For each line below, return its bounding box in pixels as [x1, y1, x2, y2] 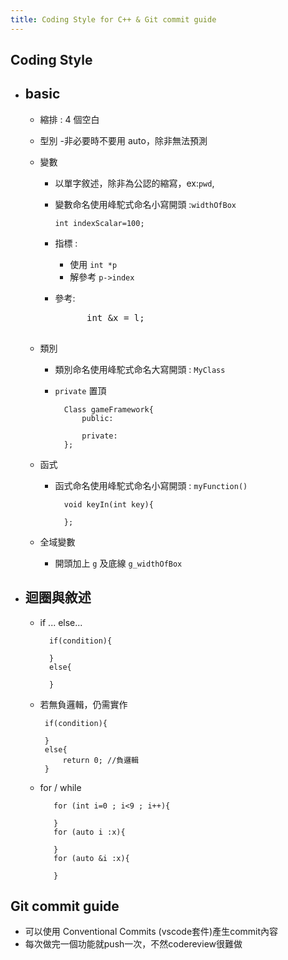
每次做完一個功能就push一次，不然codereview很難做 [24, 938, 243, 950]
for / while [39, 781, 82, 793]
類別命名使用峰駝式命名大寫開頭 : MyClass [54, 363, 226, 375]
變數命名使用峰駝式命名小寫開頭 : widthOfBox [54, 198, 237, 210]
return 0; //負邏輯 [62, 755, 139, 765]
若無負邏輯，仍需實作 [39, 698, 128, 710]
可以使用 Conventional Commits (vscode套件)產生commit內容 [24, 926, 279, 938]
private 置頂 [54, 384, 107, 396]
